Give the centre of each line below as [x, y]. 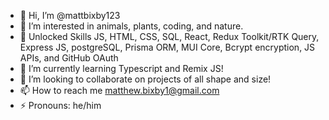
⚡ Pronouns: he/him [60, 105]
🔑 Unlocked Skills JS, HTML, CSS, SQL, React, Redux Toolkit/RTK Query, [169, 36]
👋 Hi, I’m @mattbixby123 [70, 15]
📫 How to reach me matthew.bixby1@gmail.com [119, 90]
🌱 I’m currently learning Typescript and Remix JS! [121, 68]
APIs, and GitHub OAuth [69, 58]
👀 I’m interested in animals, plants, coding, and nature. [131, 26]
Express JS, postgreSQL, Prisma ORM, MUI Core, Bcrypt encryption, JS [167, 47]
